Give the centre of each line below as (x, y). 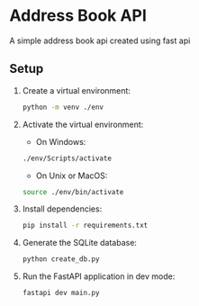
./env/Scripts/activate (67, 158)
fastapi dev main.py (61, 293)
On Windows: (61, 141)
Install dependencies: (62, 209)
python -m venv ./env (63, 107)
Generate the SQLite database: (80, 243)
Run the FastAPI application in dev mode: (99, 276)
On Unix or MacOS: (72, 175)
